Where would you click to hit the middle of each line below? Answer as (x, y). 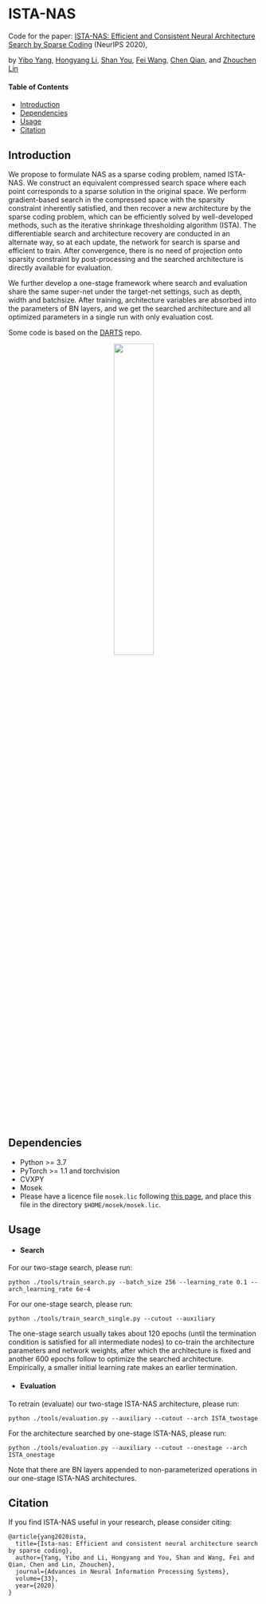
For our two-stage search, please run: (70, 1268)
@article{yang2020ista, (48, 1537)
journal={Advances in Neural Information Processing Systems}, (122, 1572)
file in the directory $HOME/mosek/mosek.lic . (90, 1204)
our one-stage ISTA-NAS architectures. (72, 1478)
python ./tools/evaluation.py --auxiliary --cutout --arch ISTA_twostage (133, 1418)
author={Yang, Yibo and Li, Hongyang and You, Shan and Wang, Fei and (135, 1558)
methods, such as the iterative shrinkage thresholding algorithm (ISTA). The (132, 225)
